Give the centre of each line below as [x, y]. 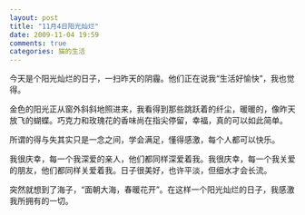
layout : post [34, 18]
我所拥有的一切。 [41, 201]
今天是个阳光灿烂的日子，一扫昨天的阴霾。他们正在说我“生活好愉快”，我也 [148, 79]
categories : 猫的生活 [48, 52]
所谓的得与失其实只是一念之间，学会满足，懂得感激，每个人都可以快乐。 [144, 140]
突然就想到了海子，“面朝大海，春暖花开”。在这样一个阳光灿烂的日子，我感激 [152, 190]
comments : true [38, 43]
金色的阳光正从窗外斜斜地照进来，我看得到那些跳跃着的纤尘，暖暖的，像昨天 [152, 109]
